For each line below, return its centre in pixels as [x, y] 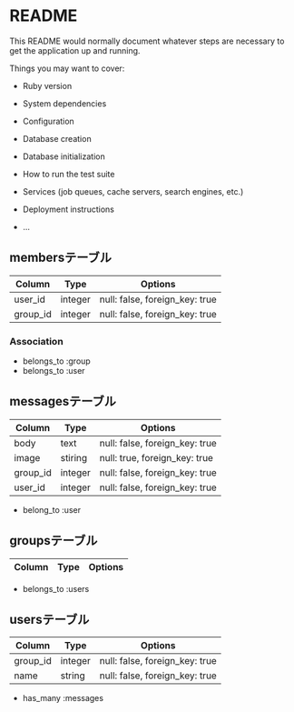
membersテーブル [60, 258]
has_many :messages [63, 698]
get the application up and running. [75, 50]
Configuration [48, 121]
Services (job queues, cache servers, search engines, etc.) [133, 191]
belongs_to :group [56, 361]
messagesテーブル [63, 401]
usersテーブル [49, 620]
